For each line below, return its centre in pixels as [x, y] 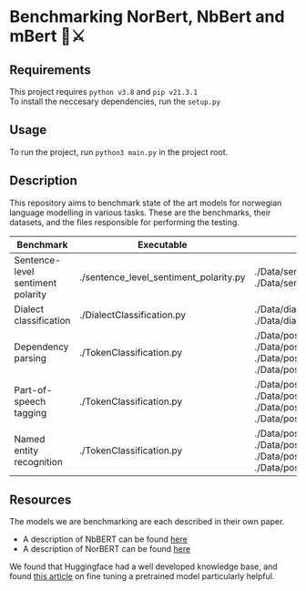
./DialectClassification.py [133, 315]
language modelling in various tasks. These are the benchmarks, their [140, 213]
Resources [41, 500]
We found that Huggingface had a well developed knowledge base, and [143, 566]
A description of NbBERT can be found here [105, 539]
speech [30, 401]
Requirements [50, 70]
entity [26, 451]
